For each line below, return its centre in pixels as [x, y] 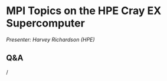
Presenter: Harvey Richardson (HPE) [51, 39]
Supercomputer [46, 23]
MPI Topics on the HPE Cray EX [84, 11]
